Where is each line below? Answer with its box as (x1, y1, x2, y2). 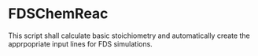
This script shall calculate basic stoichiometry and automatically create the (8, 31, 250, 40)
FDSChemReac (8, 5, 109, 23)
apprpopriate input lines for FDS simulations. (8, 39, 153, 48)
